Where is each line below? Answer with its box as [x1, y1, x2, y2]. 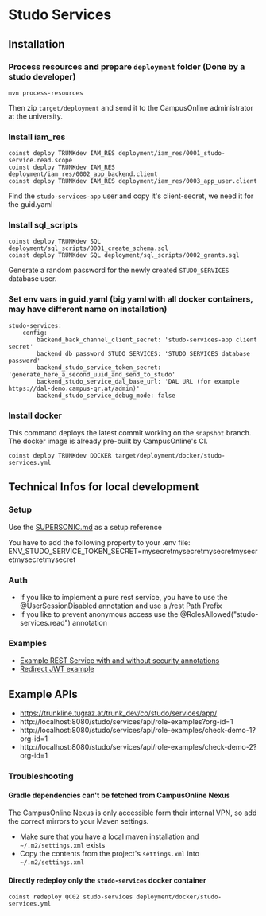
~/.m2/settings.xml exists [19, 840, 106, 850]
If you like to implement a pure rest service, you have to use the [19, 593, 228, 602]
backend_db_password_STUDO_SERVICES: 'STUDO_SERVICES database [37, 349, 250, 357]
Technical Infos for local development [8, 480, 199, 494]
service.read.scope [8, 157, 73, 165]
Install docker [8, 410, 62, 421]
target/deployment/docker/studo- [114, 452, 226, 460]
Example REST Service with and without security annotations [19, 656, 220, 665]
